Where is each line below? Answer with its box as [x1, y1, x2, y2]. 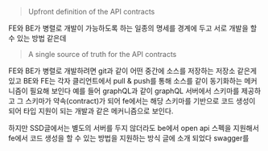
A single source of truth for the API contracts [27, 50, 177, 59]
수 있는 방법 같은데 [8, 34, 67, 43]
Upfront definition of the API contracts [27, 7, 155, 16]
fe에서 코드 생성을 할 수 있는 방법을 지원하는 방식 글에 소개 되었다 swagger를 [8, 133, 249, 143]
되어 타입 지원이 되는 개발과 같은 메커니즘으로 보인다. [8, 106, 174, 116]
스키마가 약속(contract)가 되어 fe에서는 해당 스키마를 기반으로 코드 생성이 [25, 96, 256, 105]
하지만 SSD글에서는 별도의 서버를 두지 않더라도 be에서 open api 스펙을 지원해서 [8, 124, 260, 133]
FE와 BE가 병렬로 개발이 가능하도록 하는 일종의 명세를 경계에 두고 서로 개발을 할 [8, 23, 258, 33]
